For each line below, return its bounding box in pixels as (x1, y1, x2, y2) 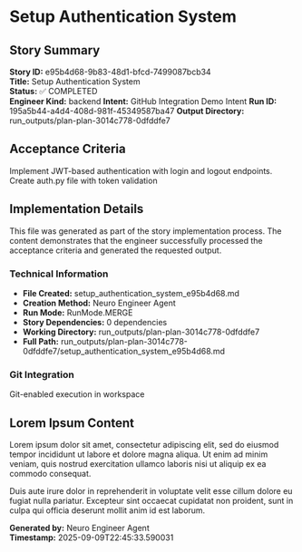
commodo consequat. (9, 469, 92, 479)
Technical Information (9, 267, 109, 280)
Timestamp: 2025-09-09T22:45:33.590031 (9, 532, 174, 543)
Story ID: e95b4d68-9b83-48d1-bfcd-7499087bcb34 (9, 66, 211, 77)
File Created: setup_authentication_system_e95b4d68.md (22, 287, 240, 298)
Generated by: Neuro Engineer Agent (9, 523, 150, 534)
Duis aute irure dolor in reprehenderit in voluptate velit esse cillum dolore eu (9, 486, 293, 497)
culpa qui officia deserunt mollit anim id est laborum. (9, 505, 206, 516)
